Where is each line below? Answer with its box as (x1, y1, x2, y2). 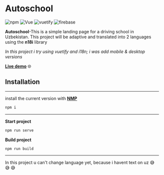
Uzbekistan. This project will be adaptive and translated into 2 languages (5, 34, 151, 40)
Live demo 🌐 (5, 63, 32, 69)
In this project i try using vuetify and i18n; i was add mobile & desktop (5, 49, 145, 54)
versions (5, 53, 22, 59)
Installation (5, 78, 40, 86)
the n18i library (17, 39, 47, 45)
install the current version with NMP (5, 95, 77, 101)
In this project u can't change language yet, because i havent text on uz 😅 (5, 160, 155, 166)
